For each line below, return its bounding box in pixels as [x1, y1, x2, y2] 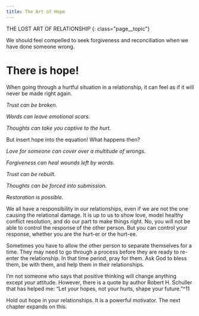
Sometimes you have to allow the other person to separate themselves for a [6, 242, 192, 249]
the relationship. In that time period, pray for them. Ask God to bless [20, 254, 187, 262]
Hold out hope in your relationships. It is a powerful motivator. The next [6, 296, 181, 304]
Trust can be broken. [6, 101, 58, 108]
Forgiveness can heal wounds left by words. [6, 159, 115, 166]
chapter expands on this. [6, 303, 67, 310]
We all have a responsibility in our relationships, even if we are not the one [6, 205, 189, 212]
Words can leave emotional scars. [6, 112, 91, 120]
